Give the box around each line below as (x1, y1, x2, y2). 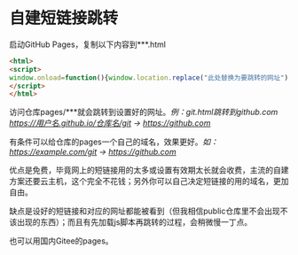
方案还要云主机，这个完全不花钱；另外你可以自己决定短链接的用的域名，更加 (9, 176, 289, 187)
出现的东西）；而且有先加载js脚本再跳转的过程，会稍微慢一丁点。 (16, 217, 253, 228)
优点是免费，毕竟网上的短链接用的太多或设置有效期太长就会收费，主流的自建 (9, 165, 289, 175)
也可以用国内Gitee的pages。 (9, 236, 114, 246)
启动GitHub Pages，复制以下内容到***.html (9, 39, 167, 50)
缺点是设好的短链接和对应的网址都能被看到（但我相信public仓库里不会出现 (9, 205, 281, 217)
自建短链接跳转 (9, 8, 119, 28)
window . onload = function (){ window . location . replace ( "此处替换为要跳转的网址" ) (9, 73, 289, 82)
